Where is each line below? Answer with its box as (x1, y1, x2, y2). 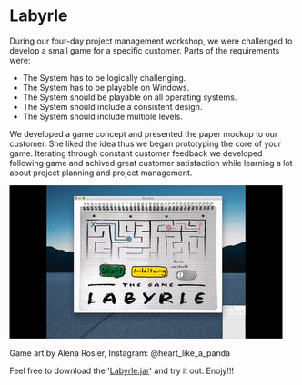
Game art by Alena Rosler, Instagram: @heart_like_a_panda (9, 347, 230, 359)
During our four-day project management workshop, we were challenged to (9, 35, 293, 46)
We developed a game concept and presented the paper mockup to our (9, 128, 278, 139)
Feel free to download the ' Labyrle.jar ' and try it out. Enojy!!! (9, 365, 235, 376)
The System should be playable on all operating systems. (22, 92, 237, 103)
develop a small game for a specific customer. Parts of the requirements (9, 44, 280, 55)
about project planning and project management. (9, 167, 193, 178)
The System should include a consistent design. (22, 101, 203, 112)
